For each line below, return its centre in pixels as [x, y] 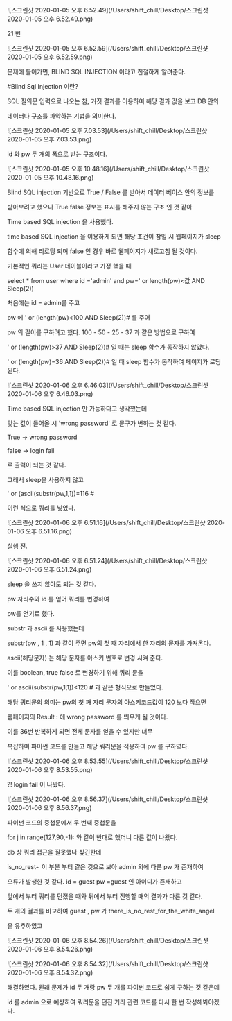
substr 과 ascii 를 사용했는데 [46, 628]
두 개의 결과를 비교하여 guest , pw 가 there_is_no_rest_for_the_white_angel [111, 911]
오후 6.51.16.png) [49, 531]
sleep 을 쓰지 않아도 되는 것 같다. [52, 584]
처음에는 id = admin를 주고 [44, 303]
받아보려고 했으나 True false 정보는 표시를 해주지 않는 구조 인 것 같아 [100, 207]
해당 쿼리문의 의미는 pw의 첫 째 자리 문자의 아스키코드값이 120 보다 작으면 [107, 702]
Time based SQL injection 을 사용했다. [61, 222]
